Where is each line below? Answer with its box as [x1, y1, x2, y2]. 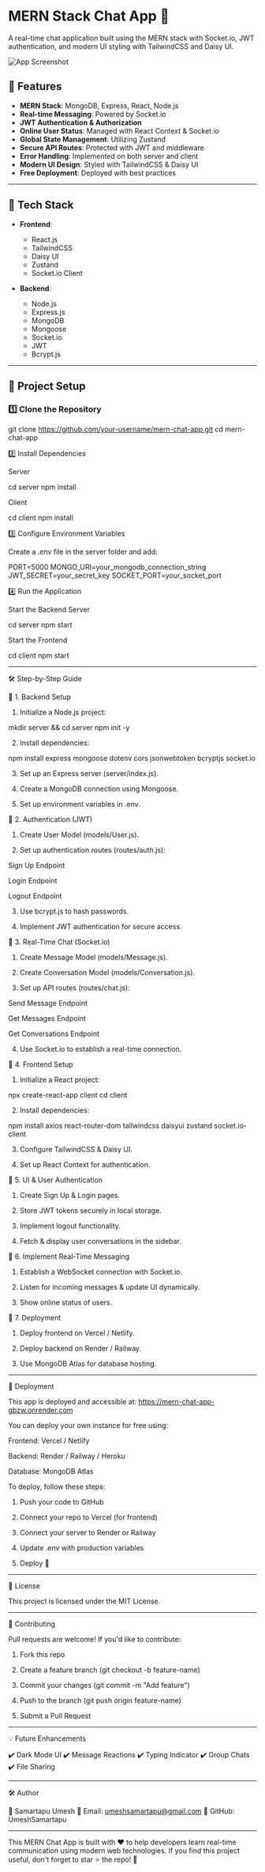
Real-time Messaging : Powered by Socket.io [19, 109, 166, 119]
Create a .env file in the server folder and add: [8, 547, 158, 556]
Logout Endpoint [8, 891, 62, 901]
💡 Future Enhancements [8, 1734, 87, 1743]
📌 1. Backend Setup [8, 692, 71, 702]
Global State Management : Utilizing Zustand [19, 134, 166, 144]
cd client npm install [8, 513, 73, 522]
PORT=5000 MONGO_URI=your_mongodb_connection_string [8, 563, 207, 572]
